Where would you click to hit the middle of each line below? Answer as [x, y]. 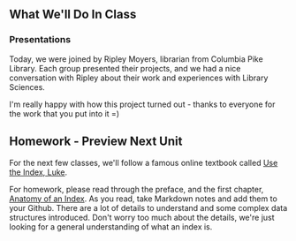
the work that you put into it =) [65, 113]
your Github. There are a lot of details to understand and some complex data [148, 207]
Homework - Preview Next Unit [96, 142]
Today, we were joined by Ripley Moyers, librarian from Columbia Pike [136, 59]
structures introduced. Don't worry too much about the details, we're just [142, 217]
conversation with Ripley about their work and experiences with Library [139, 78]
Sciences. [27, 87]
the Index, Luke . [38, 172]
